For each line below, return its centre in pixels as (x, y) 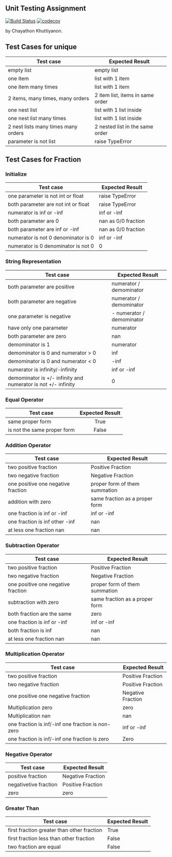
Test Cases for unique (41, 47)
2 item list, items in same (124, 95)
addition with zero (29, 502)
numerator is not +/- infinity (41, 384)
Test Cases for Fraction (43, 159)
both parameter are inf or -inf (44, 230)
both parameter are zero (37, 336)
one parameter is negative (39, 316)
